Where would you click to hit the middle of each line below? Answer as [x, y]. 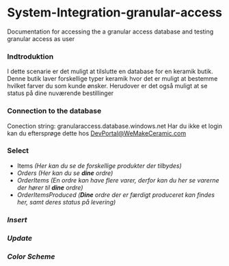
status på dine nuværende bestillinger [60, 93]
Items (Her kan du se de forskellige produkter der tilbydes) [99, 165]
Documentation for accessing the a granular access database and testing [110, 31]
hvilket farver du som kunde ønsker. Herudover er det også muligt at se [107, 86]
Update [20, 238]
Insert [17, 220]
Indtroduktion [30, 56]
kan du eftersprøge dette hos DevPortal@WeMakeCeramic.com [97, 133]
